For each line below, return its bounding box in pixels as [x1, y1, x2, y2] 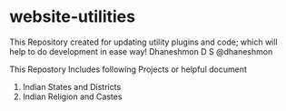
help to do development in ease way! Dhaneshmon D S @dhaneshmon [9, 45, 273, 56]
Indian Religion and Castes [22, 91, 123, 102]
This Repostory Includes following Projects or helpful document [9, 64, 247, 75]
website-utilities [9, 6, 136, 27]
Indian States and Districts [22, 81, 122, 92]
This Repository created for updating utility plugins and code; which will [9, 36, 279, 47]
